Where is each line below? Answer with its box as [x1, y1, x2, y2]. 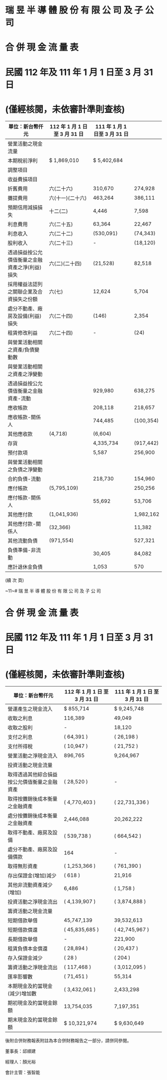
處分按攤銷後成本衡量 [7, 812, 58, 819]
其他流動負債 [7, 537, 38, 544]
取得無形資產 [7, 862, 38, 869]
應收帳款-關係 [7, 413, 41, 420]
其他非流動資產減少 [7, 881, 53, 888]
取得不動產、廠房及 [7, 829, 53, 836]
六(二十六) [49, 185, 73, 192]
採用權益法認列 [7, 281, 43, 288]
